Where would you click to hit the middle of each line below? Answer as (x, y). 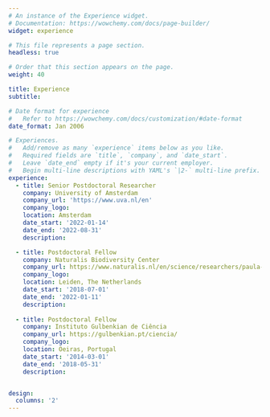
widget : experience (41, 31)
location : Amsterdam (57, 215)
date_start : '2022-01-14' (66, 223)
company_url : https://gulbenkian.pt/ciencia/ (100, 334)
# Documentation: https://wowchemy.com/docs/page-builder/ (109, 23)
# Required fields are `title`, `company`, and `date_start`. (118, 156)
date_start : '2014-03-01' (66, 357)
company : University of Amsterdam (80, 193)
